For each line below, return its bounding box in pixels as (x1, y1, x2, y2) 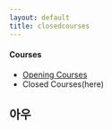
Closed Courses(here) (22, 78, 105, 90)
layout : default (9, 13, 70, 22)
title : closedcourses (9, 22, 90, 30)
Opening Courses (22, 69, 88, 80)
